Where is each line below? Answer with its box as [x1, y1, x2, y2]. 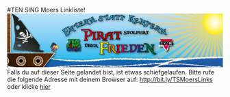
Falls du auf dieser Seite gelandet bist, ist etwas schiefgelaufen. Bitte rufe [7, 68, 214, 76]
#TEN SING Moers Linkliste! [7, 6, 86, 14]
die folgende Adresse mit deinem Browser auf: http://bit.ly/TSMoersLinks [7, 75, 214, 83]
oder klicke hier [7, 83, 51, 91]
